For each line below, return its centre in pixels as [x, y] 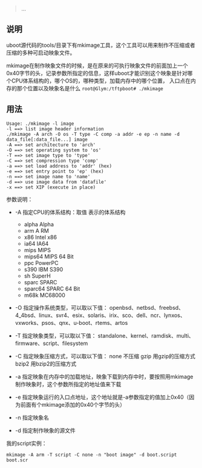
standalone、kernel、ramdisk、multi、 [146, 335]
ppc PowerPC [41, 262]
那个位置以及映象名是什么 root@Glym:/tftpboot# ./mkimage [90, 88]
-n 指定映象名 [32, 417]
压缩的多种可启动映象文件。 [41, 52]
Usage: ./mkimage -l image [40, 124]
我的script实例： [27, 443]
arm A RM [37, 230]
